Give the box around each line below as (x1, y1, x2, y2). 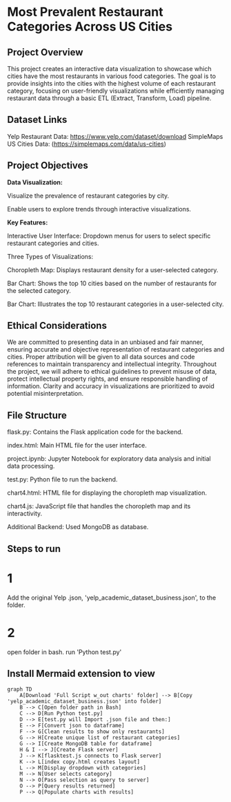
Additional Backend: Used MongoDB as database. (7, 523, 149, 531)
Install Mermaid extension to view (7, 667, 155, 679)
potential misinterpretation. (7, 390, 84, 398)
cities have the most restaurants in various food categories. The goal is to (7, 72, 216, 80)
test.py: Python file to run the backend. (7, 475, 118, 484)
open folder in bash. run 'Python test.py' (7, 647, 122, 656)
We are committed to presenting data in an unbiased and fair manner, (7, 338, 204, 346)
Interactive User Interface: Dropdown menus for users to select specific (7, 231, 211, 240)
